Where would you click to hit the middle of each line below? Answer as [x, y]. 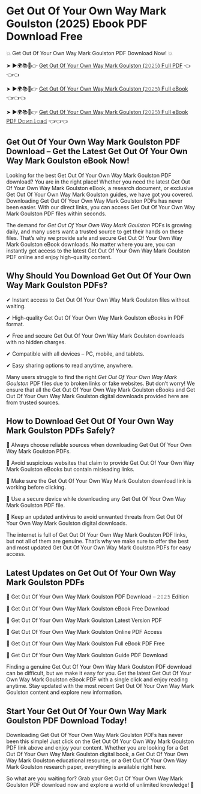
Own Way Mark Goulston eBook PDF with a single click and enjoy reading [97, 679]
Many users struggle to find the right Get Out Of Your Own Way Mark [92, 377]
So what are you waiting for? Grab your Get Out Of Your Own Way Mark [94, 778]
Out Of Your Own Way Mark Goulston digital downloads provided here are [97, 396]
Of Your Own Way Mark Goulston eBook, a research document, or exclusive [100, 188]
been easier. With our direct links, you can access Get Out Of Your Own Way [101, 207]
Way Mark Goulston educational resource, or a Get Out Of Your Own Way [97, 760]
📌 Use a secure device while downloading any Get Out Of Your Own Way [96, 499]
